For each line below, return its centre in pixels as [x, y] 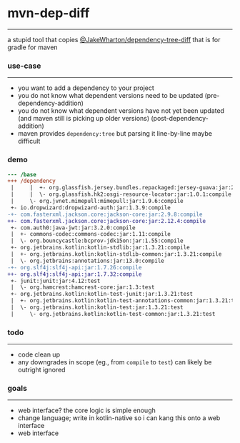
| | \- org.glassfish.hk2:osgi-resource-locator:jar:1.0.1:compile [121, 194]
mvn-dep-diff [49, 13]
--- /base [22, 174]
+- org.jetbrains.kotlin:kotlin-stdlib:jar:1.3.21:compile [100, 248]
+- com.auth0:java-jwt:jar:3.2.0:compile [73, 228]
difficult [29, 141]
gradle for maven [33, 47]
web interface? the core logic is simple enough [86, 410]
